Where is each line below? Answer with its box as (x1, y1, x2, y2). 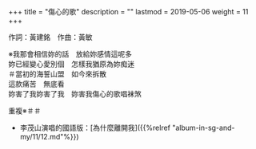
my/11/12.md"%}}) (19, 132, 79, 141)
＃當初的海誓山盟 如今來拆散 (8, 69, 106, 78)
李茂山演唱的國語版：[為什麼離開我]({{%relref (19, 123, 170, 132)
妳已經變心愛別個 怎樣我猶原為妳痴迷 (8, 59, 134, 69)
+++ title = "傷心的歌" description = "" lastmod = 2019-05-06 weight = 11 (8, 7, 249, 16)
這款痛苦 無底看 (8, 79, 65, 88)
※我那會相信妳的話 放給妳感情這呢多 (8, 49, 132, 58)
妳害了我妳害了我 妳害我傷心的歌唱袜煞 (8, 89, 142, 98)
